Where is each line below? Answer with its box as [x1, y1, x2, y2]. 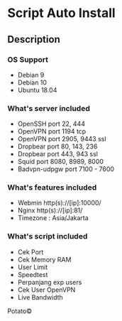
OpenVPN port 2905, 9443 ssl [17, 135, 106, 143]
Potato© [7, 307, 33, 315]
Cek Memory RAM [17, 255, 72, 263]
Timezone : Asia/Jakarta [17, 214, 89, 222]
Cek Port [17, 247, 44, 256]
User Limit [17, 263, 48, 271]
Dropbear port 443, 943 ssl [17, 150, 98, 158]
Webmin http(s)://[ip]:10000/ [17, 199, 101, 207]
